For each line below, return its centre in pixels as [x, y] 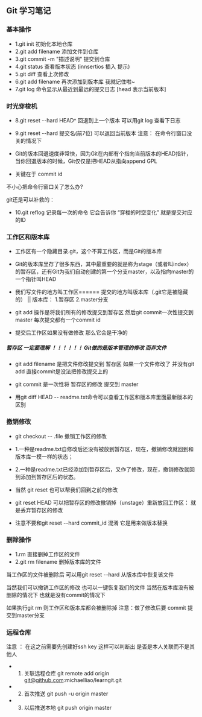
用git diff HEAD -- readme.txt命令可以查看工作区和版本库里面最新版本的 [104, 397]
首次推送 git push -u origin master [66, 694]
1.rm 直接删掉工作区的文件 [47, 554]
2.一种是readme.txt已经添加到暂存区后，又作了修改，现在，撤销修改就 [102, 469]
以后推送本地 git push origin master [68, 708]
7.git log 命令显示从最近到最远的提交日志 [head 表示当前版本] [90, 89]
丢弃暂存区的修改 [42, 510]
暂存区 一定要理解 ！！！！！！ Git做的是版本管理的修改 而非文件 [87, 347]
